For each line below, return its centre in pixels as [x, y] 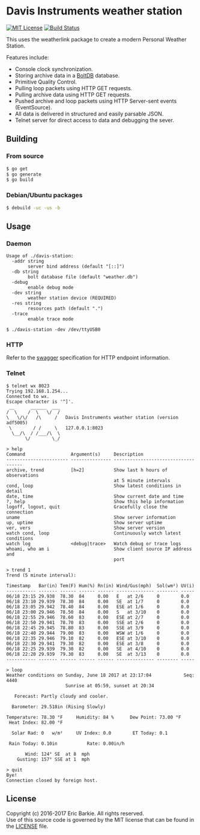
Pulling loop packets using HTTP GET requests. [74, 88]
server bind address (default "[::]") [76, 267]
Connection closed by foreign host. [52, 780]
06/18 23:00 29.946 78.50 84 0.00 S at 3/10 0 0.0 [98, 612]
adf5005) [17, 423]
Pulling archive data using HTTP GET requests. [73, 94]
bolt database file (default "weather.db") [83, 277]
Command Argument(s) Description [75, 454]
